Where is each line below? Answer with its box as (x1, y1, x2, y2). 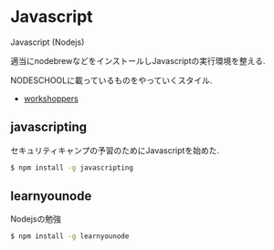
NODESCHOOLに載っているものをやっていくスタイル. (10, 75, 213, 86)
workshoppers (23, 93, 79, 104)
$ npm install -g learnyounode (10, 232, 130, 241)
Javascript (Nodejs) (10, 36, 85, 47)
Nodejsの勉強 (10, 214, 62, 224)
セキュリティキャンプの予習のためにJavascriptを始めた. (10, 144, 220, 156)
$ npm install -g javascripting (10, 162, 133, 172)
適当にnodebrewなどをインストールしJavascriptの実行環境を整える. (10, 55, 266, 66)
